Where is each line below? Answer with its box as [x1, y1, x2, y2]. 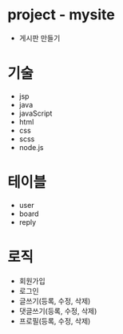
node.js [18, 142, 45, 152]
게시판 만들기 [18, 33, 61, 43]
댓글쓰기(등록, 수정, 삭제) [18, 306, 97, 316]
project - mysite [7, 6, 115, 24]
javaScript [18, 108, 53, 118]
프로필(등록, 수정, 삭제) [18, 316, 91, 326]
